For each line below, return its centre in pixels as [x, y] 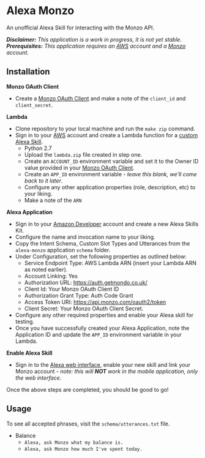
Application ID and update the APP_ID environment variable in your [99, 334]
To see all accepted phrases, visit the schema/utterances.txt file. [88, 424]
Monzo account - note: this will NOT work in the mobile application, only [106, 371]
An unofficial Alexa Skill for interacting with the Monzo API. [80, 28]
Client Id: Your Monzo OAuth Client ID [72, 289]
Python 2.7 [38, 148]
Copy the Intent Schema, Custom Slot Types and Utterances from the [102, 243]
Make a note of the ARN [53, 200]
